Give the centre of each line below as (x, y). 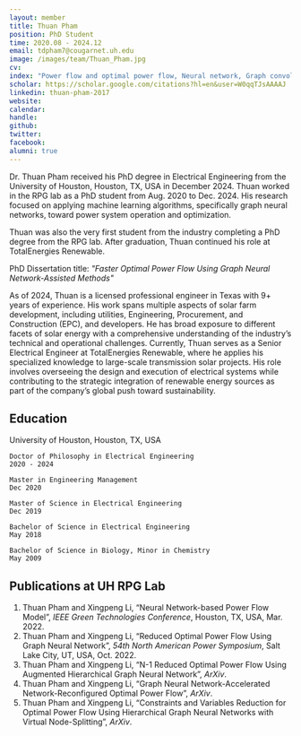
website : (26, 101)
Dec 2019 (26, 512)
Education (39, 419)
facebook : (28, 143)
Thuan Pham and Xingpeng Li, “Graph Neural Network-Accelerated (146, 684)
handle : (24, 117)
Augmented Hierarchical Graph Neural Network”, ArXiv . (124, 674)
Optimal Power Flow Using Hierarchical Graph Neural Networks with (148, 713)
